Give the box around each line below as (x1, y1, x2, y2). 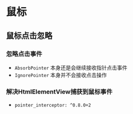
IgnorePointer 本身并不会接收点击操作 (14, 71, 107, 78)
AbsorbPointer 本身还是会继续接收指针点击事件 (14, 64, 128, 71)
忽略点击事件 (6, 49, 43, 58)
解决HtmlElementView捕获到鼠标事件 (6, 88, 113, 96)
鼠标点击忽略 (6, 31, 53, 41)
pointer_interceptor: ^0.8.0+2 (14, 102, 91, 109)
